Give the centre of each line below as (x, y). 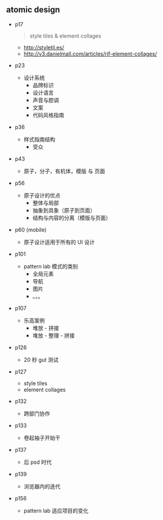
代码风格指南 (48, 115)
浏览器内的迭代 (42, 486)
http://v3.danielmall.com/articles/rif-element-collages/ (90, 54)
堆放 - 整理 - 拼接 (54, 335)
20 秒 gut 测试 (41, 360)
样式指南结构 (39, 139)
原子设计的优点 (42, 195)
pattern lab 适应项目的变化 (56, 510)
